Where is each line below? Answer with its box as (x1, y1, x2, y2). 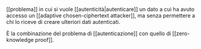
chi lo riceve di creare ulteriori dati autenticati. (6, 19, 121, 25)
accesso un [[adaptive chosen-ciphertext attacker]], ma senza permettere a (6, 12, 196, 19)
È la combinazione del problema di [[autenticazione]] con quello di (6, 30, 171, 37)
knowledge (6, 36, 34, 43)
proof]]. (35, 36, 54, 43)
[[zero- (172, 30, 190, 37)
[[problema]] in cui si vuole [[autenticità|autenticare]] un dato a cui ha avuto (6, 6, 195, 13)
